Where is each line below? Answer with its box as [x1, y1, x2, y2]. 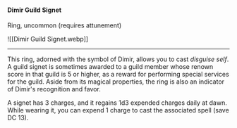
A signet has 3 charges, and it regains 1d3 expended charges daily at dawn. [7, 98, 227, 107]
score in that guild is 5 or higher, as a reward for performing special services [7, 70, 229, 79]
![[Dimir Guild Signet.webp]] [7, 35, 89, 44]
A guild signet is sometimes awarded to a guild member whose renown [7, 63, 214, 71]
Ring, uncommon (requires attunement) [7, 21, 122, 30]
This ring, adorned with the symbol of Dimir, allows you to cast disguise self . [7, 55, 229, 63]
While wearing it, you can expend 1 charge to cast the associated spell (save [7, 106, 229, 115]
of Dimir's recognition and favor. [7, 85, 101, 94]
